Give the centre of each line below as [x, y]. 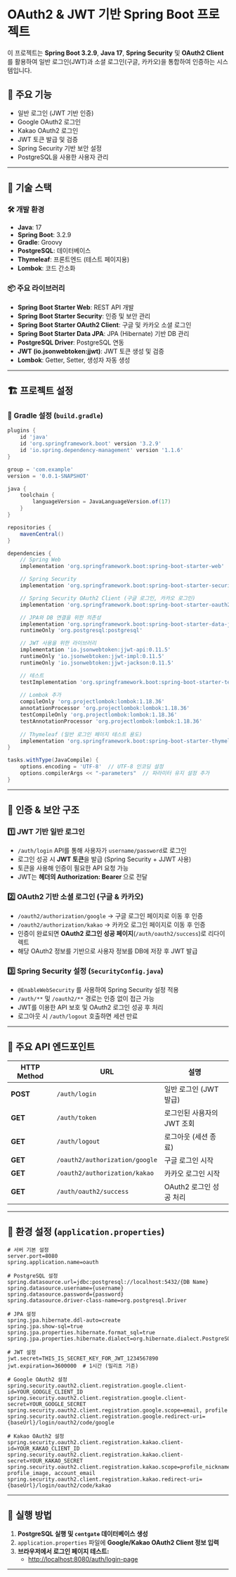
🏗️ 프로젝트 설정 [40, 391]
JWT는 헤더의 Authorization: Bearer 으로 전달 [83, 877]
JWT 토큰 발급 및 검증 [48, 139]
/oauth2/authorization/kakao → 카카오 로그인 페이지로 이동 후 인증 [111, 925]
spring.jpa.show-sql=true [45, 1326]
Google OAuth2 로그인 [49, 122]
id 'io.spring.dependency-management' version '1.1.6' [102, 451]
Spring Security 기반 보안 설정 [59, 148]
